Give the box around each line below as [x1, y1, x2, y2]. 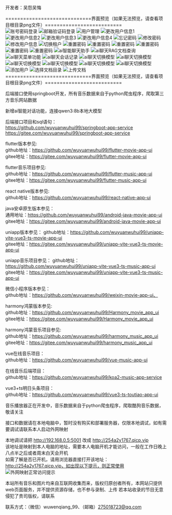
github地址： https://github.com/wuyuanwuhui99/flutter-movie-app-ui [5, 147, 153, 153]
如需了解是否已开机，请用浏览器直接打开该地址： [5, 456, 109, 462]
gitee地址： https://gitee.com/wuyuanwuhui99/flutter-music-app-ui [5, 177, 147, 183]
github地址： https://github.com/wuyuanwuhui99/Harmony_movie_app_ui [5, 310, 160, 315]
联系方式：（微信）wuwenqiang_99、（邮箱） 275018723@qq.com [5, 504, 142, 510]
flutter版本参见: [5, 141, 37, 146]
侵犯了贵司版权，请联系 [5, 493, 55, 499]
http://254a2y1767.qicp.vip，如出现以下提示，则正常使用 [5, 463, 124, 469]
